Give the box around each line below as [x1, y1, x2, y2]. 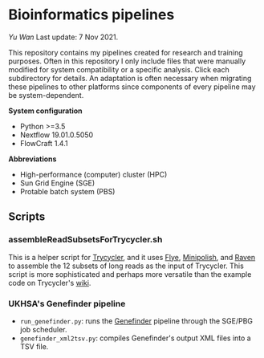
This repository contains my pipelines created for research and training [8, 47, 243, 57]
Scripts [8, 210, 46, 224]
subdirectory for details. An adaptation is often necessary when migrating [8, 73, 252, 83]
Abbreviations [8, 154, 57, 164]
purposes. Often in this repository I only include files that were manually [8, 56, 246, 66]
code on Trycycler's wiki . [8, 278, 91, 287]
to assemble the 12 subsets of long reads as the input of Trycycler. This [8, 261, 245, 271]
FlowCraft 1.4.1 [19, 138, 68, 148]
